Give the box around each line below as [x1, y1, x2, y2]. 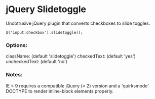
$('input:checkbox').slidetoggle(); [6, 30, 83, 35]
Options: [6, 41, 28, 48]
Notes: [6, 71, 23, 78]
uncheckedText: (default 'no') [6, 59, 68, 65]
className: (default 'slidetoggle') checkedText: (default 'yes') [6, 53, 136, 59]
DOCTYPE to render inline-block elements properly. [6, 88, 113, 94]
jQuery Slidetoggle [6, 4, 87, 15]
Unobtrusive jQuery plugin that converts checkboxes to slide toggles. [6, 20, 150, 26]
